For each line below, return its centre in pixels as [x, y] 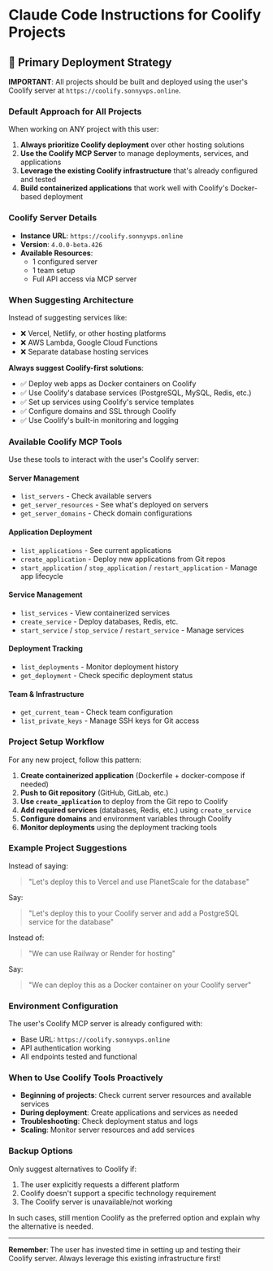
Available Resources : [56, 253]
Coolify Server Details [53, 218]
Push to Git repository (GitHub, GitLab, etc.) [94, 792]
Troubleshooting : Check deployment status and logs [109, 1121]
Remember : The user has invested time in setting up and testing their [125, 1249]
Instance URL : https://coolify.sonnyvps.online [102, 235]
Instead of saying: [39, 866]
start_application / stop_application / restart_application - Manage [139, 568]
